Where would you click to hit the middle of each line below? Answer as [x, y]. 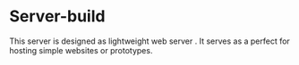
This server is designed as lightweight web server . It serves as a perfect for [150, 41]
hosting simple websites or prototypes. [81, 50]
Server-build [57, 16]
